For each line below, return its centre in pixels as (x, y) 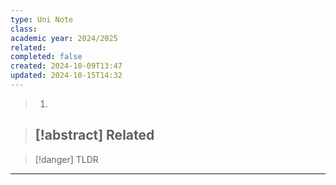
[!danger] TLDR (66, 159)
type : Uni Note (42, 19)
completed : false (46, 57)
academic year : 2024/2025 (64, 38)
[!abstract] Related (94, 135)
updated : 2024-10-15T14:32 (66, 76)
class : (24, 29)
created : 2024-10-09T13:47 (66, 66)
